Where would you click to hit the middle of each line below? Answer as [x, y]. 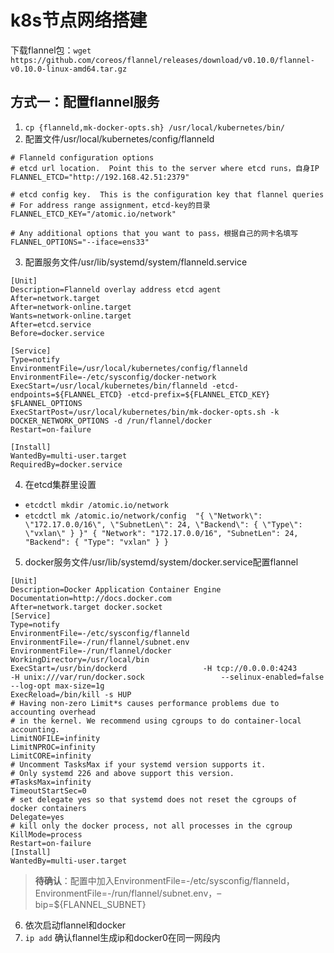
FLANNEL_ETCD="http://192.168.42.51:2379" [100, 177]
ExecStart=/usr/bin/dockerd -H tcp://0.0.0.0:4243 [154, 668]
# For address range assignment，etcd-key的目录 [110, 205]
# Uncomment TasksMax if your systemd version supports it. [138, 764]
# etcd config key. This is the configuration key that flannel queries [167, 194]
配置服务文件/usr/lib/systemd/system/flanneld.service [136, 262]
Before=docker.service [57, 333]
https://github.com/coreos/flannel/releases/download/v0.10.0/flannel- [162, 60]
